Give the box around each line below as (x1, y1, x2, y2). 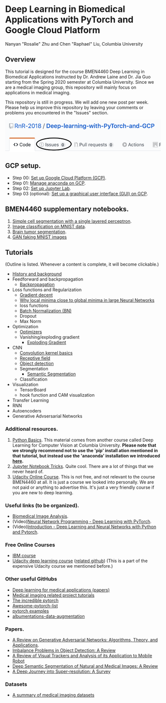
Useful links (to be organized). (5, 502, 80, 509)
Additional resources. (5, 425, 58, 432)
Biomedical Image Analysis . (12, 513, 69, 519)
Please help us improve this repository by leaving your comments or (5, 104, 144, 110)
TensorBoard (19, 387, 46, 393)
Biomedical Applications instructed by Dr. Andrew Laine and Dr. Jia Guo (5, 73, 151, 80)
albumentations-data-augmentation (12, 613, 85, 619)
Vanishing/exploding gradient (19, 334, 80, 340)
